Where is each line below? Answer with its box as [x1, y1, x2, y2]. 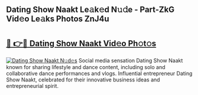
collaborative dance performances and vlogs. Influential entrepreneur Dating [6, 70, 193, 77]
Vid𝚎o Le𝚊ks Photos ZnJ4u [6, 14, 109, 24]
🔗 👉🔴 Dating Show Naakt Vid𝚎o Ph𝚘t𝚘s [6, 38, 157, 48]
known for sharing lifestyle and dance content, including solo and [6, 64, 165, 70]
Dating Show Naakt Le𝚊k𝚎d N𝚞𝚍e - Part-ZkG [6, 5, 175, 15]
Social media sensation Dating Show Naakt [79, 57, 183, 64]
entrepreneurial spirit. [6, 83, 59, 89]
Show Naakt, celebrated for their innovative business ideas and [6, 76, 161, 83]
